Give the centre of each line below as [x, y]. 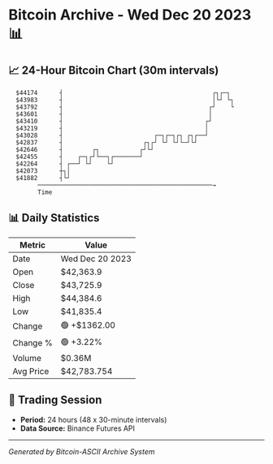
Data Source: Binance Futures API [78, 428]
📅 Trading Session [55, 400]
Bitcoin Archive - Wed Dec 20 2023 [130, 15]
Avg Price [31, 371]
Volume [27, 358]
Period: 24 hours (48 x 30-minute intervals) [93, 419]
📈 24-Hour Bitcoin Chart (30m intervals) [114, 70]
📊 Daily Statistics [54, 218]
